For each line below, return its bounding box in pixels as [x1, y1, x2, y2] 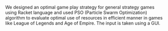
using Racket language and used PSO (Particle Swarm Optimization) [5, 9, 148, 15]
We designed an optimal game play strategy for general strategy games [5, 4, 155, 10]
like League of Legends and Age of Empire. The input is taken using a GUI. [5, 20, 160, 26]
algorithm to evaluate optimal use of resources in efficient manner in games [5, 15, 163, 20]
